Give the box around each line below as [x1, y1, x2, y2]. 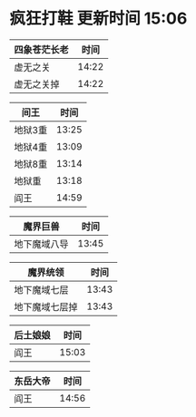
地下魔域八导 [14, 238, 70, 250]
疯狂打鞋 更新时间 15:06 [9, 8, 188, 29]
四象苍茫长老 [14, 43, 70, 55]
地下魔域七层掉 [14, 300, 79, 313]
